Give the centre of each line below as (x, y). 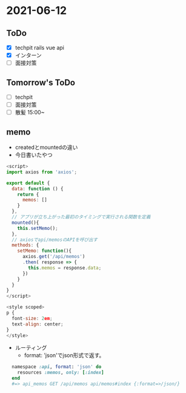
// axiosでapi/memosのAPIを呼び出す (55, 240)
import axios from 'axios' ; (42, 172)
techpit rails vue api (40, 47)
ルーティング (31, 348)
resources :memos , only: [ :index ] (61, 373)
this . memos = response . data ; (65, 268)
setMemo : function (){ (44, 251)
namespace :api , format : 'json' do (57, 367)
